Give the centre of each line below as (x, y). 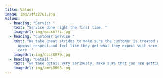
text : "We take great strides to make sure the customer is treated (84, 41)
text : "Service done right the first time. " (61, 28)
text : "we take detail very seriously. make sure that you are (79, 63)
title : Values (19, 9)
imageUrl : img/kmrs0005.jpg (42, 68)
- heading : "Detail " (31, 59)
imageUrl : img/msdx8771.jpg (42, 32)
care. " (26, 50)
